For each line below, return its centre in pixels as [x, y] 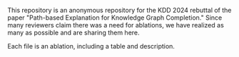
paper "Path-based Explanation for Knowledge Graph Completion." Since [115, 18]
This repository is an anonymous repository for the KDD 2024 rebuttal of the [119, 10]
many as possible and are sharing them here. [74, 32]
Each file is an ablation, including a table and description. [91, 46]
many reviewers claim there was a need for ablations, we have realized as [116, 25]
